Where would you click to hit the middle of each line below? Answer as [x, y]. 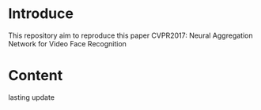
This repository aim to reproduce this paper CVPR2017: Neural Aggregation [130, 35]
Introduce [41, 14]
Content [36, 76]
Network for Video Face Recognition [67, 43]
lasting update [32, 97]
